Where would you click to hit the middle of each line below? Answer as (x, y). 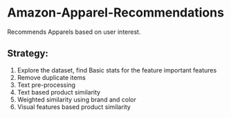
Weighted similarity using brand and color (76, 99)
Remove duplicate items (52, 77)
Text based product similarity (59, 92)
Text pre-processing (46, 85)
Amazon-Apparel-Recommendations (116, 13)
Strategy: (28, 53)
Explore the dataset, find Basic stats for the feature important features (117, 70)
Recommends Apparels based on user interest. (74, 32)
